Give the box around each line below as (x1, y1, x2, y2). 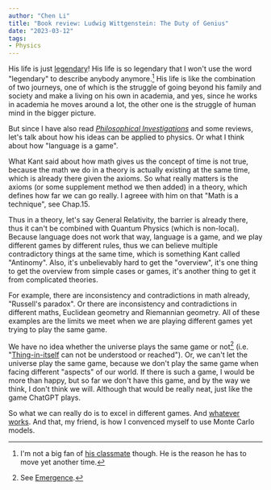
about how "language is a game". (8, 140, 119, 150)
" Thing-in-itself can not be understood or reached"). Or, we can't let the (8, 350, 248, 359)
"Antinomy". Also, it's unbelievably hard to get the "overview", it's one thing (8, 257, 258, 267)
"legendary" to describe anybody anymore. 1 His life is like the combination (8, 73, 256, 83)
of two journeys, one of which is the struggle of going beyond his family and (8, 82, 262, 92)
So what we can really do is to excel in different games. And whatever (8, 409, 240, 418)
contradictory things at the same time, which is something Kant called (8, 249, 240, 259)
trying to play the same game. (8, 324, 107, 334)
